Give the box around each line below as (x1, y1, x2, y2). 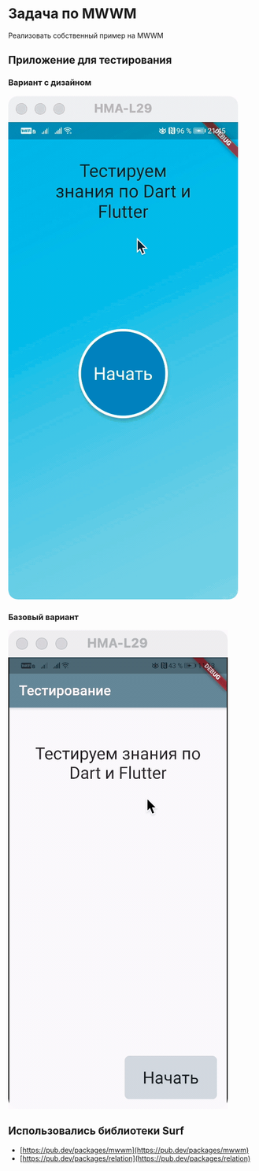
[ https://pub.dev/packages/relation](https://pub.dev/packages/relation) (19, 1154, 251, 1163)
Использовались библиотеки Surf (8, 1125, 185, 1138)
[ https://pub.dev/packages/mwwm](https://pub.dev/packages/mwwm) (19, 1145, 250, 1154)
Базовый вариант (8, 611, 79, 622)
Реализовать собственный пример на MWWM (8, 31, 164, 40)
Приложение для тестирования (8, 54, 172, 67)
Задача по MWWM (8, 5, 137, 23)
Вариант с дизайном (8, 77, 92, 88)
